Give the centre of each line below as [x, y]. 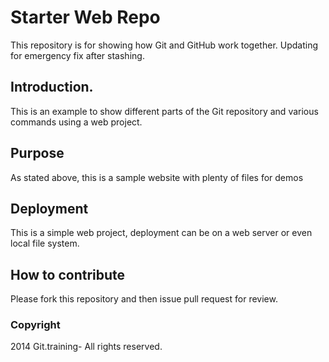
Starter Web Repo [85, 17]
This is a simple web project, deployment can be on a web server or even [161, 233]
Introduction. [52, 87]
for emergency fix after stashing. [77, 55]
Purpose [37, 153]
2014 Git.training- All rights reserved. [86, 347]
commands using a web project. [76, 122]
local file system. [45, 243]
